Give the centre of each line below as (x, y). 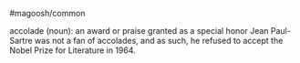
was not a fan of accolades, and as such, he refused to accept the (159, 41)
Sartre (21, 41)
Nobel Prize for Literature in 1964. (73, 50)
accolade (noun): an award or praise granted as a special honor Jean (139, 31)
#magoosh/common (47, 13)
